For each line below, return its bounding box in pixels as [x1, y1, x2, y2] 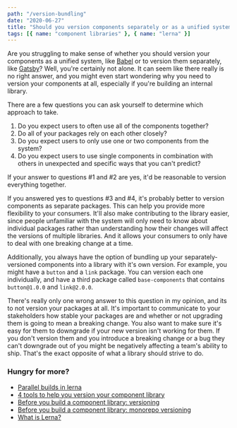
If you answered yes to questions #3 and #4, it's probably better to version [7, 194, 224, 203]
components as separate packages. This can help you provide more [7, 202, 205, 210]
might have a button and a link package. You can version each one [7, 268, 204, 276]
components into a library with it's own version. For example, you [37, 261, 227, 269]
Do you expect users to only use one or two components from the [17, 137, 209, 145]
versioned [7, 261, 37, 269]
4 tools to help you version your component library [17, 390, 165, 399]
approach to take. [7, 108, 59, 117]
